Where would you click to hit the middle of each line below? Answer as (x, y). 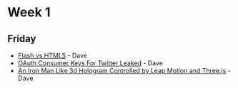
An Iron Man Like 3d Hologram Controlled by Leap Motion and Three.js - (124, 71)
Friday (22, 39)
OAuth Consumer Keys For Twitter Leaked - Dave (90, 63)
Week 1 (29, 12)
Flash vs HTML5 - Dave (53, 55)
